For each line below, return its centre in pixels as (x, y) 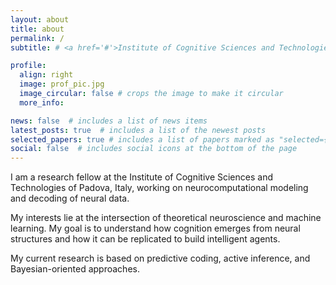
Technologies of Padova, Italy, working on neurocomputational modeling (159, 188)
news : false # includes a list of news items (109, 121)
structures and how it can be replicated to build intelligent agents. (145, 239)
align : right (46, 75)
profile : (28, 66)
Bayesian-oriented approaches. (75, 269)
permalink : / (37, 38)
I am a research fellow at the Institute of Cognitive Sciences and (141, 177)
